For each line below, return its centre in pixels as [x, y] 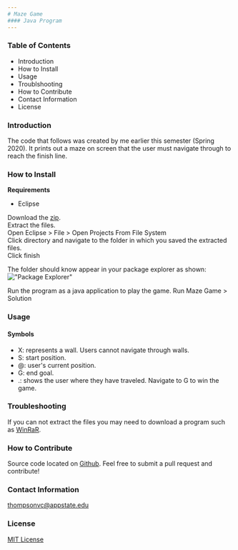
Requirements [29, 190]
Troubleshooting [37, 406]
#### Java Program [35, 21]
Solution [20, 299]
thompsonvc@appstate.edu [48, 505]
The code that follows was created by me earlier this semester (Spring [111, 141]
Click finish [24, 256]
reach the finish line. [38, 156]
